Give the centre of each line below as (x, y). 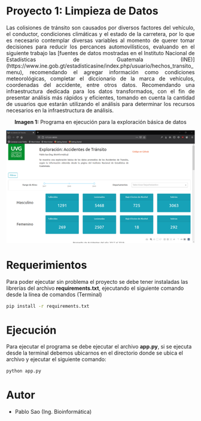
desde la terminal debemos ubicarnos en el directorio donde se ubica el (95, 353)
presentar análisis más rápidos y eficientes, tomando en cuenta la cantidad (100, 98)
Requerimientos (47, 265)
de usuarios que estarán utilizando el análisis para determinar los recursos (100, 104)
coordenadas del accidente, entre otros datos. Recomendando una (100, 84)
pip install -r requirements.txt (48, 306)
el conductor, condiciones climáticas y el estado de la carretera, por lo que (100, 34)
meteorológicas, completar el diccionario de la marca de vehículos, (100, 78)
